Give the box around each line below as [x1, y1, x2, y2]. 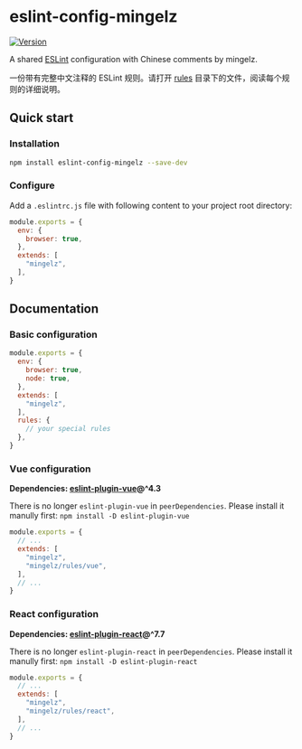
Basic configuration [9, 328, 98, 341]
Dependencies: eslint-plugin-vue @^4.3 [9, 483, 161, 494]
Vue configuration [9, 463, 92, 475]
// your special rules [25, 425, 111, 434]
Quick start [9, 110, 74, 126]
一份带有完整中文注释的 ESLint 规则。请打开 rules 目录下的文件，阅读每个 [9, 72, 282, 83]
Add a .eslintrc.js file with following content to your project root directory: [9, 200, 292, 211]
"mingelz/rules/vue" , [25, 561, 107, 570]
